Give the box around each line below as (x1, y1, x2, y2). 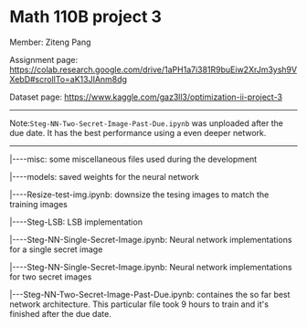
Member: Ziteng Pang (9, 37, 91, 47)
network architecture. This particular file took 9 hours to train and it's (9, 299, 270, 310)
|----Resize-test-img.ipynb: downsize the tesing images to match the (9, 189, 270, 200)
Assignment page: (9, 54, 79, 65)
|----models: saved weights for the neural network (9, 171, 199, 182)
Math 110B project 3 (9, 6, 163, 27)
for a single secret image (9, 244, 103, 255)
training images (9, 198, 69, 209)
